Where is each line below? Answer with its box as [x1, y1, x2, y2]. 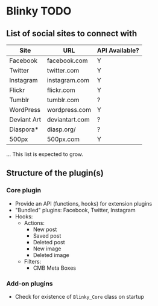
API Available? [96, 47, 140, 54]
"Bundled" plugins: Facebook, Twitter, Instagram [14, 206, 136, 213]
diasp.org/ [46, 125, 77, 134]
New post [33, 226, 57, 233]
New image [33, 245, 62, 252]
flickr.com [46, 86, 75, 94]
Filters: [24, 258, 42, 265]
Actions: [24, 219, 45, 226]
